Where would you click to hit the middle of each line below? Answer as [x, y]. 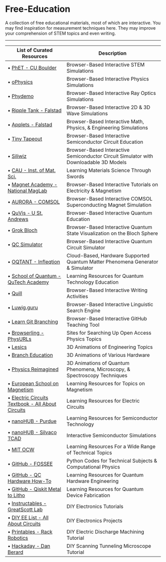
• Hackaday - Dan [29, 546]
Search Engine [83, 310]
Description [113, 53]
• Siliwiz [17, 156]
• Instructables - [27, 503]
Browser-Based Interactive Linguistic [110, 304]
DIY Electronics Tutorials [95, 506]
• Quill [15, 293]
